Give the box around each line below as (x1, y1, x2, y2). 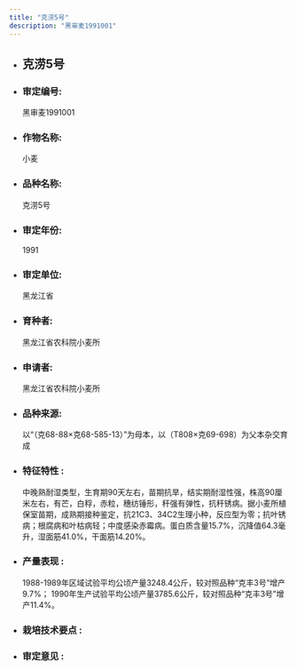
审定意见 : (21, 650, 65, 662)
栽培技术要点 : (21, 624, 82, 636)
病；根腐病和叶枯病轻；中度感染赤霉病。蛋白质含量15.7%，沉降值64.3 (21, 520, 278, 530)
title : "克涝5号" (9, 12, 69, 22)
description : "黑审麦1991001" (9, 21, 117, 30)
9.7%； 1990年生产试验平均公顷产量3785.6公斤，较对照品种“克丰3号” (21, 588, 277, 599)
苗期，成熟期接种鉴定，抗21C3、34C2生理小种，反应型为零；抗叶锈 (37, 508, 286, 520)
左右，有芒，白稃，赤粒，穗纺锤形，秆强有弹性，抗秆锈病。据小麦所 (29, 498, 279, 508)
